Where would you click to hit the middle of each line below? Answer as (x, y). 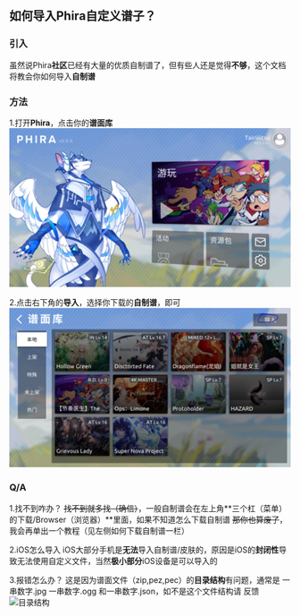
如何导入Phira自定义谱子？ (83, 16)
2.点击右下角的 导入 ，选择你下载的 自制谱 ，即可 (95, 303)
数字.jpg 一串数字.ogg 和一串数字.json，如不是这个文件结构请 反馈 (138, 591)
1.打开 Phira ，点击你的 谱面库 (61, 123)
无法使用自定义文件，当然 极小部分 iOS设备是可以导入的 (117, 560)
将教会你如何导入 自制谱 (52, 76)
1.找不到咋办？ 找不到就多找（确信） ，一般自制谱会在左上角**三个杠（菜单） (148, 508)
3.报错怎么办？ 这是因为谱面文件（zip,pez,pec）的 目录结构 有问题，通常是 (145, 579)
